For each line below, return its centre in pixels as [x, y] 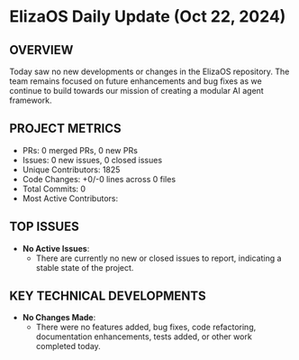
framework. [31, 100]
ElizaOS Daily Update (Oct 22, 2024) [148, 17]
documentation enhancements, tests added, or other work [144, 337]
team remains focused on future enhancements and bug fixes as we [136, 81]
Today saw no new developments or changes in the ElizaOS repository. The [149, 71]
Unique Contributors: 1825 [71, 170]
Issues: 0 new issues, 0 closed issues [92, 160]
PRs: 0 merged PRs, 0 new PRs [80, 150]
